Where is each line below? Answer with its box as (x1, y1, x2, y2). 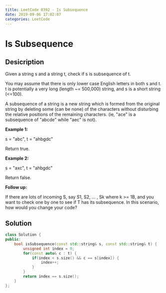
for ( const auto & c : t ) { (23, 251, 77, 256)
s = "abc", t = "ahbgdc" (5, 136, 53, 142)
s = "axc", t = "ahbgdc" (5, 165, 53, 171)
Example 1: (5, 127, 28, 133)
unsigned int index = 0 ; (23, 246, 75, 251)
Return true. (5, 146, 30, 152)
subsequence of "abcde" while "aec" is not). (5, 117, 97, 123)
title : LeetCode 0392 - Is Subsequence (5, 7, 88, 12)
